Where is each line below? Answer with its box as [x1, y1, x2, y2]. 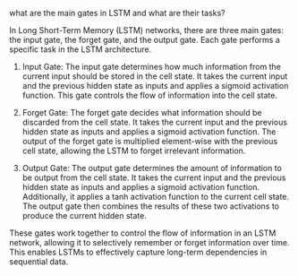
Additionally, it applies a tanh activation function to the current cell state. [21, 192, 289, 202]
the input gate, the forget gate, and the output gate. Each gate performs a [9, 35, 280, 45]
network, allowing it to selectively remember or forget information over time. [9, 237, 290, 247]
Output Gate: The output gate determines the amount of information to [21, 163, 282, 173]
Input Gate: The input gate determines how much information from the [21, 62, 282, 72]
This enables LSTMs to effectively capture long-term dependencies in [9, 246, 268, 257]
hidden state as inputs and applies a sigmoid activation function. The [21, 126, 277, 137]
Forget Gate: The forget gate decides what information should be [21, 108, 262, 117]
